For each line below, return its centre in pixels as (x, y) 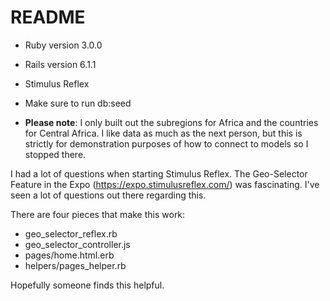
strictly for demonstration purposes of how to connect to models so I (166, 143)
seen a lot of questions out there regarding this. (108, 195)
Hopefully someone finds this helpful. (87, 285)
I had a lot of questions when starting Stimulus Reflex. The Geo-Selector (159, 173)
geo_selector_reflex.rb (71, 233)
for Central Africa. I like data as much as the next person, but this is (163, 133)
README (48, 17)
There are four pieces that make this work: (98, 214)
